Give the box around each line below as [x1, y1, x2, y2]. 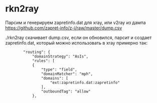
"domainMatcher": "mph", [41, 71, 93, 76]
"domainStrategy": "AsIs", [32, 53, 89, 59]
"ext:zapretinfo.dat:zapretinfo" [50, 80, 120, 85]
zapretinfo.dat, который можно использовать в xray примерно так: [5, 39, 148, 45]
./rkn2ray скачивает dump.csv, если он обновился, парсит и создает [5, 34, 152, 40]
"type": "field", [41, 67, 78, 72]
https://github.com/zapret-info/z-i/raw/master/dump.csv [5, 24, 122, 30]
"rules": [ [32, 58, 55, 63]
